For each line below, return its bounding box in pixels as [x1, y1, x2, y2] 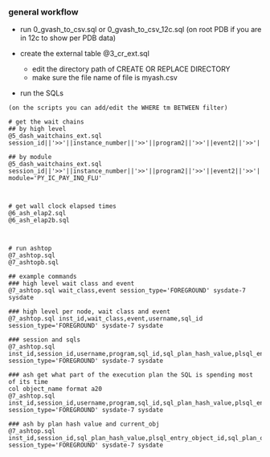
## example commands [8, 272, 78, 281]
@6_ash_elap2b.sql [8, 216, 70, 225]
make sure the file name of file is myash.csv [31, 73, 178, 83]
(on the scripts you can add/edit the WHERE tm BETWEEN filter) [8, 104, 228, 112]
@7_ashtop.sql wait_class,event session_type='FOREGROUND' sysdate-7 [8, 287, 247, 295]
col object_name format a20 [8, 385, 103, 394]
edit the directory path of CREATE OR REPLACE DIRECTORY [31, 64, 231, 74]
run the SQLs [19, 88, 64, 98]
